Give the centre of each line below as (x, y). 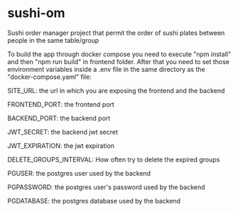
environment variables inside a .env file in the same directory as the (106, 69)
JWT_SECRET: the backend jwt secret (63, 132)
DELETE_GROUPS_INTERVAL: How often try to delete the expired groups (114, 159)
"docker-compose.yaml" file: (50, 77)
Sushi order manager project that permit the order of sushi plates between (116, 33)
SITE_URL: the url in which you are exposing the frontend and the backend (116, 90)
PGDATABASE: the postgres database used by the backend (94, 201)
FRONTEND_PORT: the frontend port (61, 104)
